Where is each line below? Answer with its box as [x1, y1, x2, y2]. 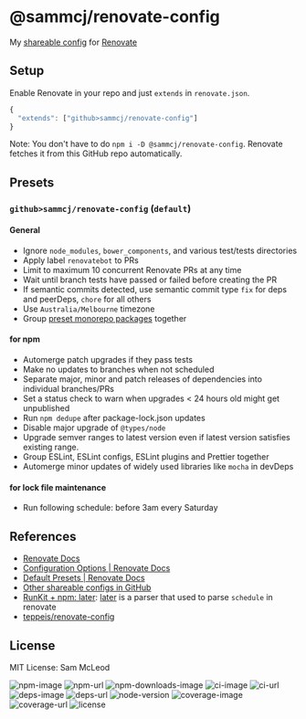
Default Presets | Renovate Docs [22, 573, 145, 584]
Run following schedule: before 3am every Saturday [22, 502, 218, 513]
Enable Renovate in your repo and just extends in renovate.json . [9, 87, 250, 98]
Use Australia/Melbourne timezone [22, 303, 155, 314]
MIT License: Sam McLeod [9, 661, 111, 672]
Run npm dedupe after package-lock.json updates [22, 413, 206, 424]
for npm [9, 333, 41, 344]
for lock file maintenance [9, 481, 107, 492]
